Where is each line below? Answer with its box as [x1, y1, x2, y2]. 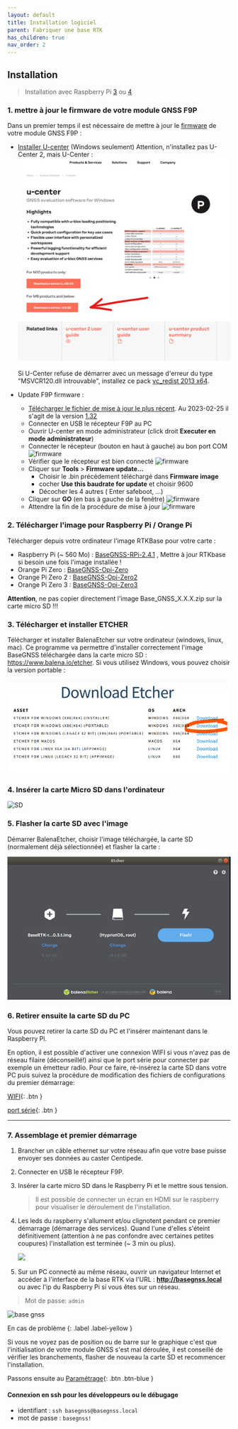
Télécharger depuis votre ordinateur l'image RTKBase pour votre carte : [7, 536, 216, 545]
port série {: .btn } [7, 1106, 58, 1114]
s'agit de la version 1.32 [28, 412, 98, 421]
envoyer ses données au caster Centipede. [17, 1154, 144, 1163]
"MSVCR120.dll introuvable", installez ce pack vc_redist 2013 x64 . [17, 377, 210, 385]
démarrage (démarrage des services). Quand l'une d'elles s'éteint [17, 1224, 210, 1233]
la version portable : [7, 665, 66, 674]
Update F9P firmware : [17, 391, 84, 399]
